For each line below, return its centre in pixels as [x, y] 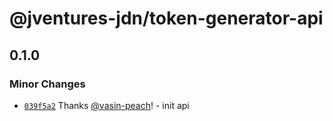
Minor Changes [47, 84]
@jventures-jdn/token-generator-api [166, 18]
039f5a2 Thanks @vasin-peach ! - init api [106, 105]
